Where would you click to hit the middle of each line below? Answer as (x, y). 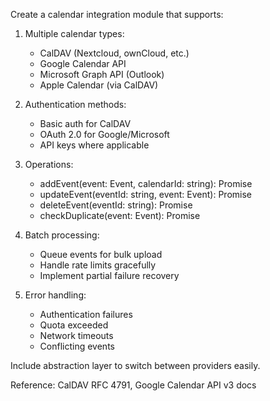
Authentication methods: (75, 104)
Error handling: (55, 295)
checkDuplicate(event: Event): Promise (120, 215)
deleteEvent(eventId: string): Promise (116, 205)
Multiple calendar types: (74, 33)
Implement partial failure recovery (109, 275)
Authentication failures (86, 314)
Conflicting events (77, 346)
